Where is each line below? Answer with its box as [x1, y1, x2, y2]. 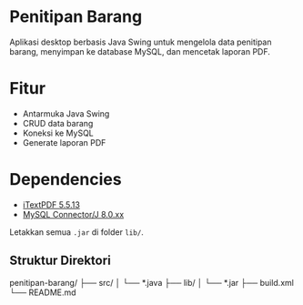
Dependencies [9, 169, 122, 190]
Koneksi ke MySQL [22, 127, 94, 138]
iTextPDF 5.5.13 [22, 198, 80, 210]
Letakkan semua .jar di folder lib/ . [9, 226, 144, 238]
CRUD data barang [22, 117, 94, 128]
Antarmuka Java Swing [22, 107, 110, 119]
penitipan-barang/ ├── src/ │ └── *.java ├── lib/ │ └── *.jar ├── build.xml [9, 277, 294, 288]
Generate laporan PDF [22, 137, 106, 147]
